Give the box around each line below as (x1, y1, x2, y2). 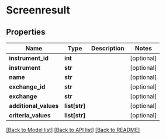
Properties (6, 27, 46, 37)
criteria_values (9, 111, 51, 119)
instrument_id (9, 54, 49, 62)
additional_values (9, 102, 59, 110)
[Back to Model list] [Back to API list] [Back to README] (6, 127, 140, 133)
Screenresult (6, 4, 71, 17)
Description (91, 45, 124, 52)
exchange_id (9, 83, 46, 91)
